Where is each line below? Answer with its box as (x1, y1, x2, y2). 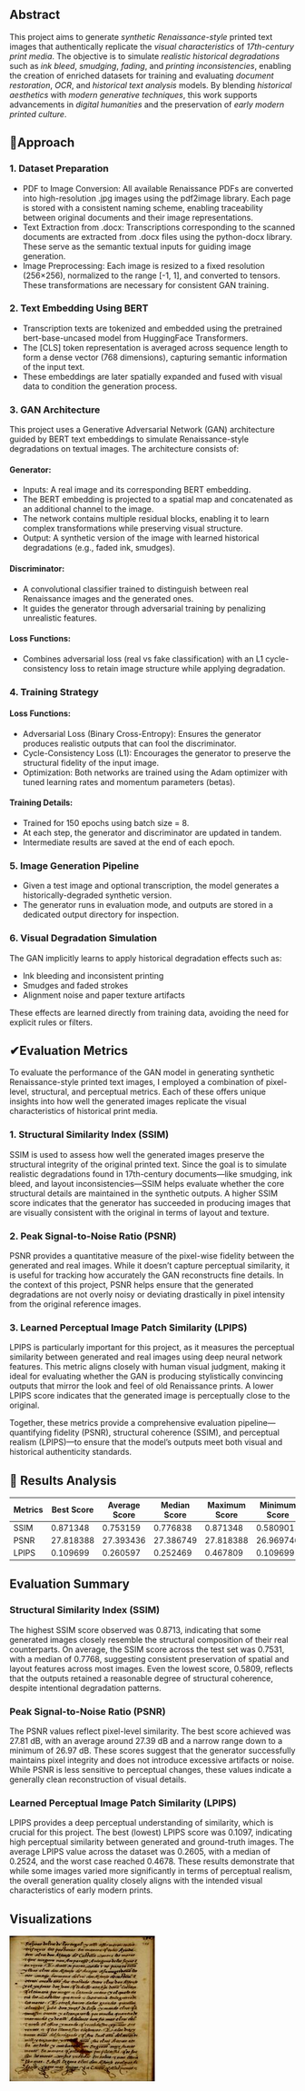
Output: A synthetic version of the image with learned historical (22, 533, 260, 543)
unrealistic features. (22, 612, 98, 623)
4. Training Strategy (9, 685, 100, 698)
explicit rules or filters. (9, 1017, 93, 1028)
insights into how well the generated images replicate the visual (9, 1096, 247, 1107)
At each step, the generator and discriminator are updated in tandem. (22, 827, 282, 839)
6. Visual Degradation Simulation (9, 931, 157, 944)
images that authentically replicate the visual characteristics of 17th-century (9, 41, 295, 52)
